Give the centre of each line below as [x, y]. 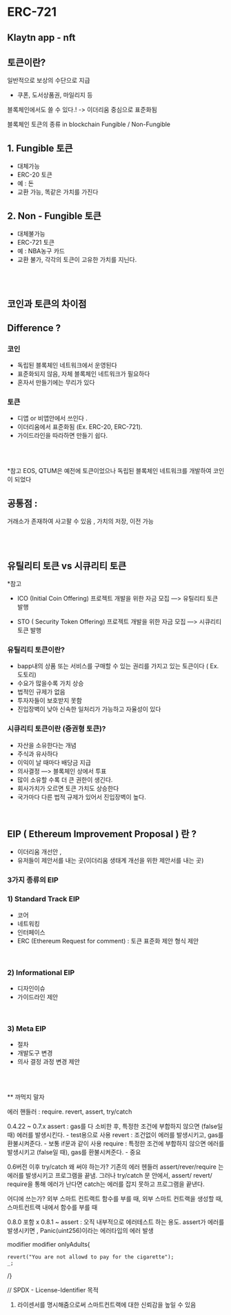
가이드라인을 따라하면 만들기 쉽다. [62, 436]
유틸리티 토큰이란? [36, 650]
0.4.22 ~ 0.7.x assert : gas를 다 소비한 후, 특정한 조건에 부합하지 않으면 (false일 [115, 1126]
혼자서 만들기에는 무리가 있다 [56, 383]
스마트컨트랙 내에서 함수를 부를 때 [52, 1207]
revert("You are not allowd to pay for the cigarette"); [91, 1257]
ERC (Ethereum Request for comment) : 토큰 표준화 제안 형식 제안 [108, 941]
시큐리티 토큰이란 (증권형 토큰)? [57, 729]
